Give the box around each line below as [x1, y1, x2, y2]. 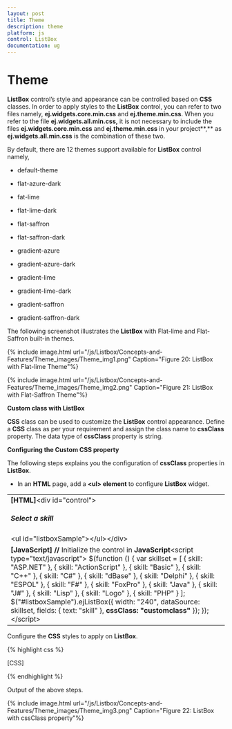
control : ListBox [7, 36, 57, 43]
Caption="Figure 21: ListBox [133, 383, 213, 391]
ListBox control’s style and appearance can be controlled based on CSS [7, 95, 213, 103]
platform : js [7, 29, 45, 37]
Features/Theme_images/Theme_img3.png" [7, 707, 133, 715]
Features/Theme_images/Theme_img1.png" [7, 354, 131, 363]
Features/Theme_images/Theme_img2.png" [7, 383, 133, 391]
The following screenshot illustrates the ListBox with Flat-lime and [7, 327, 195, 335]
